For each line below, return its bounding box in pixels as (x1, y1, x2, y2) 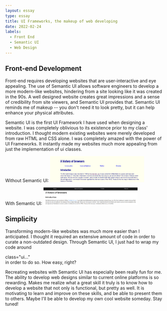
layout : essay (5, 8, 35, 13)
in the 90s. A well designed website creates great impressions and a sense (5, 93, 160, 100)
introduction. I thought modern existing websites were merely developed (5, 130, 155, 136)
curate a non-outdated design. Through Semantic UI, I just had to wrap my (5, 239, 159, 245)
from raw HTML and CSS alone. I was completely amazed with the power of (5, 135, 162, 141)
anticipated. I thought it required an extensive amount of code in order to (5, 233, 155, 239)
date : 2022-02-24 (5, 24, 42, 29)
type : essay (5, 13, 30, 19)
